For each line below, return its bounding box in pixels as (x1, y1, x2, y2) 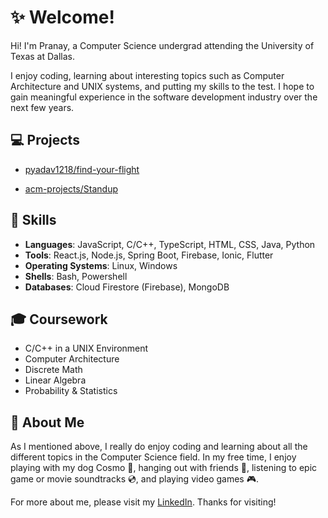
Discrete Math (24, 364, 83, 376)
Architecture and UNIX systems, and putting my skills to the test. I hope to (10, 80, 315, 92)
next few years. (10, 101, 75, 113)
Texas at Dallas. (10, 50, 76, 62)
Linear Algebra (24, 374, 87, 386)
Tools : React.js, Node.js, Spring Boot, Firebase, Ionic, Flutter (24, 249, 274, 261)
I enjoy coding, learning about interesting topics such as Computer (10, 69, 285, 81)
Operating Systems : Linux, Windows (24, 259, 178, 271)
